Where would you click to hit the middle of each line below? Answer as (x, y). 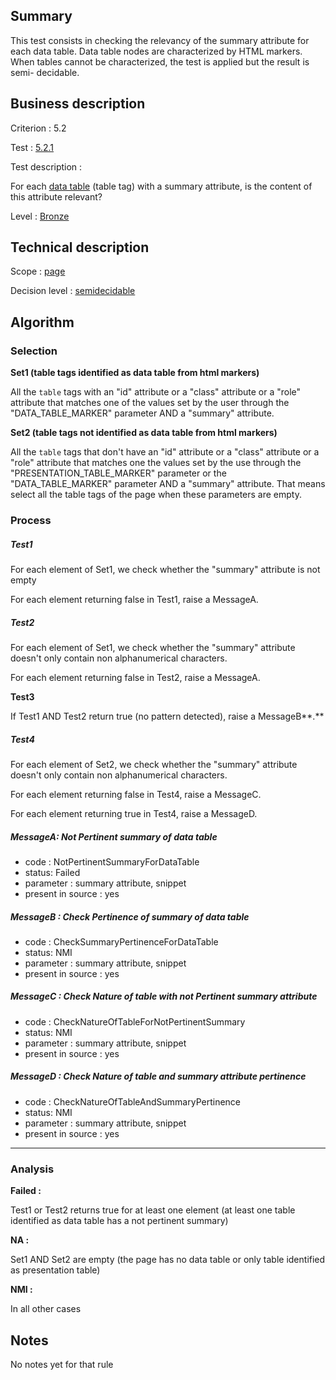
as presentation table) (55, 1270)
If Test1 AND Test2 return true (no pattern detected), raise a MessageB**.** (167, 716)
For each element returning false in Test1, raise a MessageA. (134, 600)
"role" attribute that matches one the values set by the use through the (156, 463)
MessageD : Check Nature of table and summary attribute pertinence (158, 1076)
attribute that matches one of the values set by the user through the (150, 403)
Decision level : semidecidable (73, 291)
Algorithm (42, 322)
